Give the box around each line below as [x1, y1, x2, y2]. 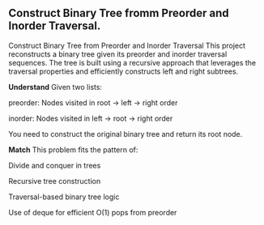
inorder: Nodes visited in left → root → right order [8, 113, 173, 123]
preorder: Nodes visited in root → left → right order [8, 97, 178, 108]
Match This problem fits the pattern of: [8, 145, 138, 155]
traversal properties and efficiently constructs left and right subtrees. [8, 66, 239, 76]
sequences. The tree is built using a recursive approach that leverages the [8, 57, 257, 67]
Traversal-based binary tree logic [8, 192, 120, 202]
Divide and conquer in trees [8, 160, 101, 170]
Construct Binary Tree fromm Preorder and [8, 6, 229, 20]
